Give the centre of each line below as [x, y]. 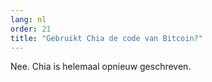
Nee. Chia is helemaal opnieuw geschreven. [101, 67]
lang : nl [28, 19]
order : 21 [31, 29]
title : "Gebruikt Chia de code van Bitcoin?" [106, 38]
